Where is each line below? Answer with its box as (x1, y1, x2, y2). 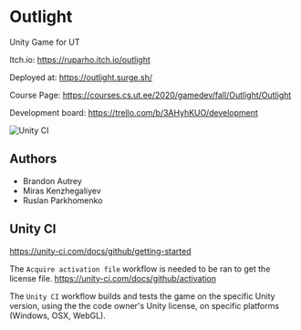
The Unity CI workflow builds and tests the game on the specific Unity (9, 290, 275, 302)
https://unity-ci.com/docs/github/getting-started (9, 245, 192, 256)
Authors (9, 151, 57, 167)
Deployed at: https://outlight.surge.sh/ (9, 71, 153, 83)
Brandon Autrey (22, 175, 82, 186)
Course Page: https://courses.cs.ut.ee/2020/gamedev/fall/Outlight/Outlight (9, 89, 292, 100)
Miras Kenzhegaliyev (22, 185, 102, 196)
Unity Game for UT (9, 36, 80, 47)
